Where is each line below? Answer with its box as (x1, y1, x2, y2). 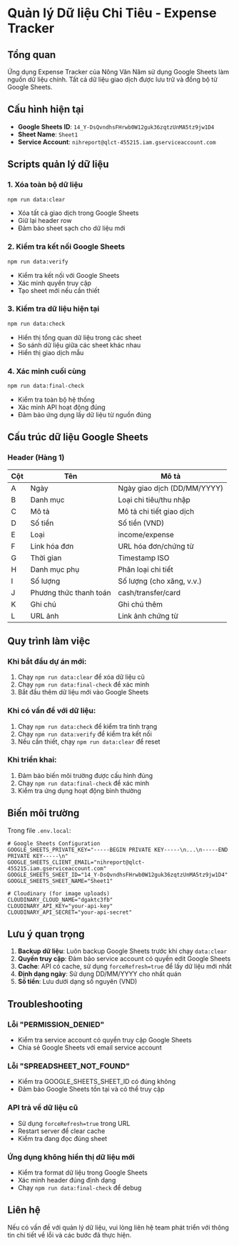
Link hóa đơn (30, 541, 74, 551)
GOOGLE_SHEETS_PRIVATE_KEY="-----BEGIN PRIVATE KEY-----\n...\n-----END (7, 846, 228, 853)
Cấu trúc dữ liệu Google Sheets (7, 431, 148, 444)
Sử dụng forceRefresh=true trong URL (17, 1119, 131, 1127)
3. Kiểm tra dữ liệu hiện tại (7, 304, 100, 314)
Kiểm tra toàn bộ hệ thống (17, 395, 95, 404)
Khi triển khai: (7, 755, 57, 765)
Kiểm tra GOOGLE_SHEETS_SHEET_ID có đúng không (17, 1077, 176, 1086)
